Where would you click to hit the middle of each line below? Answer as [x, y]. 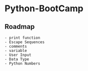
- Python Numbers [22, 64]
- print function [22, 38]
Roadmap [20, 27]
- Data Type [17, 59]
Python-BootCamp [44, 9]
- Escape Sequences [25, 42]
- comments [16, 47]
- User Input [18, 55]
